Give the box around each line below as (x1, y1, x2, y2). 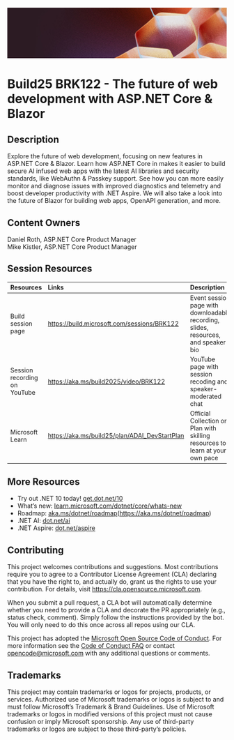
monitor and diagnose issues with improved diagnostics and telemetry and (7, 182, 221, 190)
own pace (190, 454, 219, 462)
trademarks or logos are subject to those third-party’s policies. (7, 725, 187, 733)
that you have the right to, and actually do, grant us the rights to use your (7, 577, 217, 586)
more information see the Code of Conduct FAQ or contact (7, 642, 175, 650)
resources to (190, 439, 226, 447)
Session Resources (7, 263, 93, 275)
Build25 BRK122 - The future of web (7, 76, 218, 92)
